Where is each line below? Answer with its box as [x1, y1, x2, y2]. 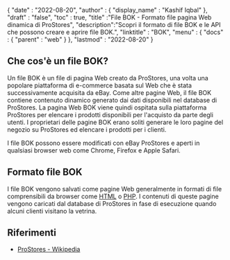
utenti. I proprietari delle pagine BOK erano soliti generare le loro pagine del [7, 118, 224, 126]
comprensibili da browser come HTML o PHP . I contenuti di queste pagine [7, 192, 219, 200]
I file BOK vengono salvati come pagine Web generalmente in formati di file [7, 184, 222, 193]
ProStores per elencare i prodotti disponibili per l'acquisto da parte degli [7, 110, 214, 119]
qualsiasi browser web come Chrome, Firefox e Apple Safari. [7, 146, 181, 155]
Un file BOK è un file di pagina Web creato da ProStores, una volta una [7, 73, 208, 82]
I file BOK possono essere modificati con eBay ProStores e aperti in [7, 139, 200, 147]
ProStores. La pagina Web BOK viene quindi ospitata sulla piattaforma [7, 103, 207, 112]
